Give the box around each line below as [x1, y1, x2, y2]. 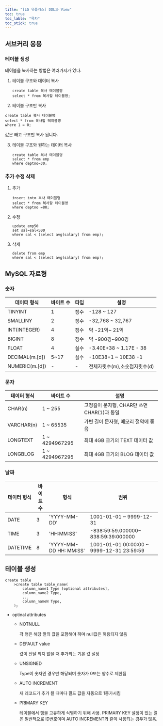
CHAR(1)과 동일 [84, 409, 120, 416]
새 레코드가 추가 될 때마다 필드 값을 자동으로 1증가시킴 [19, 690, 121, 696]
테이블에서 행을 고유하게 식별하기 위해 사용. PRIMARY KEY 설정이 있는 [19, 710, 153, 716]
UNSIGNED [19, 661, 42, 666]
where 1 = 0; [5, 122, 32, 127]
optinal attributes [12, 612, 46, 618]
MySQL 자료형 [5, 269, 47, 278]
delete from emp [12, 251, 45, 256]
